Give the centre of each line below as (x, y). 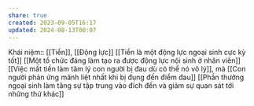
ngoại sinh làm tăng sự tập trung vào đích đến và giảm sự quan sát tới (121, 86)
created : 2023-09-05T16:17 (52, 23)
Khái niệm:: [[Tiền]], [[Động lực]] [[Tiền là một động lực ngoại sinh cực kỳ (127, 53)
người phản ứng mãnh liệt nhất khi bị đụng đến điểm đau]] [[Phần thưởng (126, 77)
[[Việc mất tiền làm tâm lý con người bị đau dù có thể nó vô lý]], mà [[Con (127, 69)
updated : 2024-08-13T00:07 (52, 30)
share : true (28, 15)
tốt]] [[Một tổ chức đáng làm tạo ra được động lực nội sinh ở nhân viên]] (125, 60)
